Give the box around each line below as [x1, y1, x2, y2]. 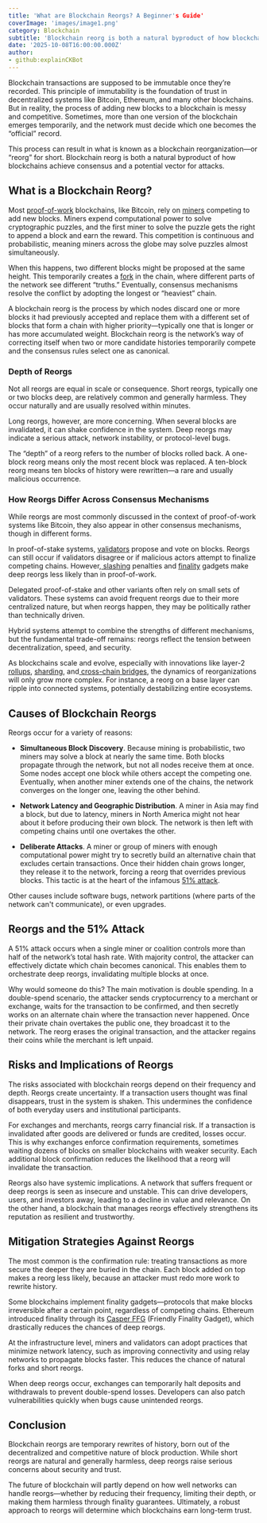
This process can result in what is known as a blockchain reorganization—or [8, 144, 258, 154]
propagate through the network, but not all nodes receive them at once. [19, 760, 254, 770]
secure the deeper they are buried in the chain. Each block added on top [8, 1264, 246, 1274]
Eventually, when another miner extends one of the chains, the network [19, 777, 254, 787]
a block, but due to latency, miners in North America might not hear [19, 810, 241, 819]
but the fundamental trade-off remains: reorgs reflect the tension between [8, 635, 251, 644]
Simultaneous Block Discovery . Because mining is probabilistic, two [19, 744, 246, 753]
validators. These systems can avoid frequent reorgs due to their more [8, 594, 239, 603]
